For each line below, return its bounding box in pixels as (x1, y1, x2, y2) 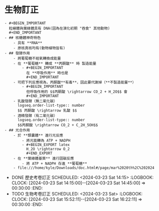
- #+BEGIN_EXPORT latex (22, 142, 70, 147)
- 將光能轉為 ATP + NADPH (22, 138, 71, 143)
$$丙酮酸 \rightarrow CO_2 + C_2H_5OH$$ (17, 122, 98, 128)
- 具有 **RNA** (13, 40, 43, 45)
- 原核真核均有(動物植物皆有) (13, 46, 65, 50)
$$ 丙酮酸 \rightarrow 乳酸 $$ (17, 108, 77, 113)
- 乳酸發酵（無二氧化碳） (13, 98, 58, 103)
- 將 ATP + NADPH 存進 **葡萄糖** (22, 161, 87, 166)
